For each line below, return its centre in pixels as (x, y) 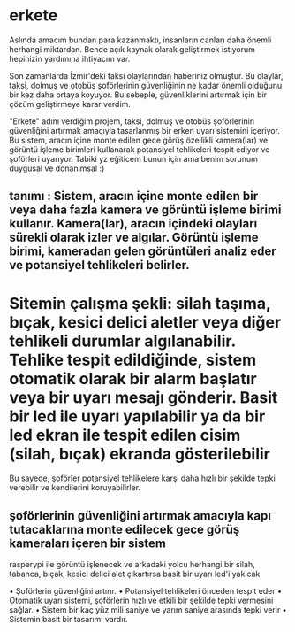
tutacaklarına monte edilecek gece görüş (125, 529)
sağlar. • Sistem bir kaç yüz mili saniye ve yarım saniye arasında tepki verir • (148, 610)
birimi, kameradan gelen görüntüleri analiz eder (143, 252)
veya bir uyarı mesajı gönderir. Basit (144, 397)
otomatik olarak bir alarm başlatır (133, 378)
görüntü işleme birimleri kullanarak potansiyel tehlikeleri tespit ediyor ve (140, 149)
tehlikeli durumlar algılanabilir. (122, 341)
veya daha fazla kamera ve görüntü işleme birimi (145, 210)
